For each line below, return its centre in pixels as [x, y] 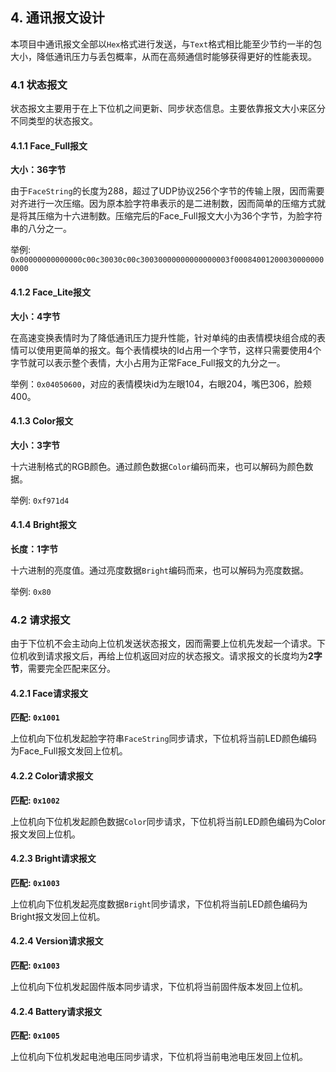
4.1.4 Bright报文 [43, 525]
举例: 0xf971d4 [40, 500]
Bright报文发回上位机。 [58, 916]
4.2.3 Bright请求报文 [53, 859]
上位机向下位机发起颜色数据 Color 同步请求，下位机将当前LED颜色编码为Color [168, 821]
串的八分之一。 [41, 229]
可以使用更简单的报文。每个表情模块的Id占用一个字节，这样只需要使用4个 [170, 350]
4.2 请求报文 [40, 620]
